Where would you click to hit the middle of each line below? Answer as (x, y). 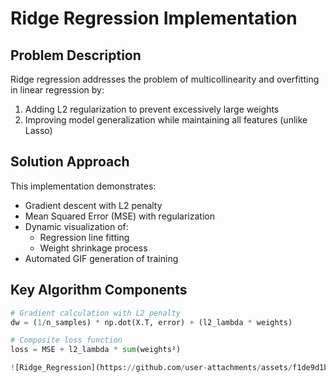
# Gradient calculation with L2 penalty (96, 313)
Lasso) (38, 130)
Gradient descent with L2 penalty (93, 205)
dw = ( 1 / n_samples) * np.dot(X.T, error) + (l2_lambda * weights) (151, 322)
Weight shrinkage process (93, 248)
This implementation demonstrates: (83, 186)
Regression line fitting (84, 237)
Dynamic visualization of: (76, 226)
